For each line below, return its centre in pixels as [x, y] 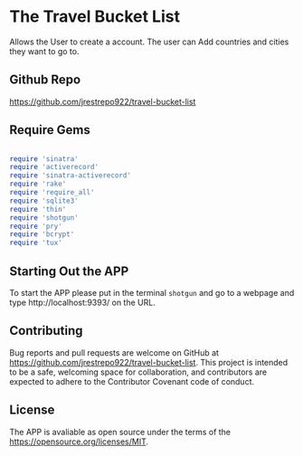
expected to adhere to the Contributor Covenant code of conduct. [132, 381]
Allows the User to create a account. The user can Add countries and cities [149, 42]
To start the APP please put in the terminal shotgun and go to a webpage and [152, 293]
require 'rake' [38, 184]
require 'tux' [36, 243]
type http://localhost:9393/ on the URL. [82, 302]
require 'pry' [36, 226]
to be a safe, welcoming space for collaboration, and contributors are [138, 372]
